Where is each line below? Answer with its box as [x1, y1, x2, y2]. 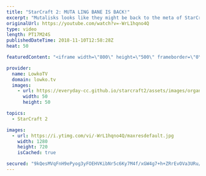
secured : [6, 161, 29, 167]
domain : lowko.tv [12, 76, 56, 82]
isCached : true [17, 150, 56, 156]
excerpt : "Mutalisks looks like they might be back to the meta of [6, 15, 183, 21]
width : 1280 [17, 138, 48, 144]
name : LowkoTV [12, 71, 48, 77]
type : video [6, 26, 37, 32]
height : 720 [17, 144, 48, 150]
